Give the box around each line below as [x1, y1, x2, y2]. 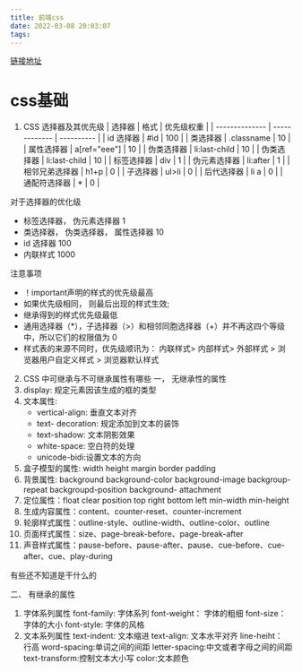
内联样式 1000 [22, 249, 75, 260]
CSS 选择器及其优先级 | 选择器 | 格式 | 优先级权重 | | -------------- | [22, 122, 272, 133]
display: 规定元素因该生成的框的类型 [22, 384, 157, 395]
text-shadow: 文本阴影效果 [36, 429, 135, 440]
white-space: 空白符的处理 [36, 441, 135, 452]
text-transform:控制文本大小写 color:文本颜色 [22, 653, 189, 664]
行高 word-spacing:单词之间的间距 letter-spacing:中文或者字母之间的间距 [22, 642, 293, 652]
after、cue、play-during [22, 551, 113, 562]
